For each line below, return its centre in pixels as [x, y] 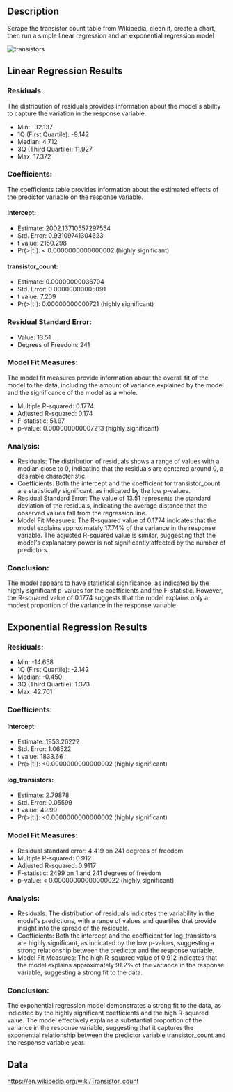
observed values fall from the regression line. [82, 513]
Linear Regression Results [65, 71]
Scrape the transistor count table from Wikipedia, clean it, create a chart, [112, 28]
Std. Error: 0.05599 [45, 803]
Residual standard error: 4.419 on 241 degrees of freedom [100, 851]
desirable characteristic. [52, 476]
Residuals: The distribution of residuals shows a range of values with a [118, 461]
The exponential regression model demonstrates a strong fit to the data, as [114, 1006]
